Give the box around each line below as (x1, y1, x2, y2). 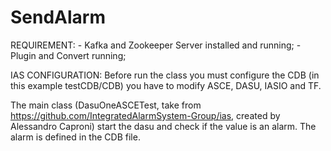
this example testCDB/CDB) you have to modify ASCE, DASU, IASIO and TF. (10, 79, 322, 91)
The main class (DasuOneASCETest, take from (10, 99, 202, 111)
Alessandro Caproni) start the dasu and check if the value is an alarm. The (10, 120, 317, 132)
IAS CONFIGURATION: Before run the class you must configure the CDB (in (10, 69, 320, 81)
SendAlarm (10, 6, 107, 29)
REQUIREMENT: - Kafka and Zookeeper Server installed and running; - (10, 39, 302, 51)
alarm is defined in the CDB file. (10, 131, 141, 143)
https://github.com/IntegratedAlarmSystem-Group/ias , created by (10, 109, 281, 121)
